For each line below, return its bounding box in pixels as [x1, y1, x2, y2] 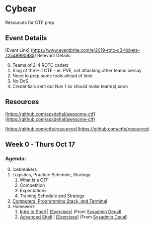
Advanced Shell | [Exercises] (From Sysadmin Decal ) [19, 214, 128, 220]
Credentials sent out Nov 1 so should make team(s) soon [12, 83, 128, 89]
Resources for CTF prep [5, 19, 55, 25]
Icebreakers [12, 166, 37, 172]
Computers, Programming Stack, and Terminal [12, 198, 108, 204]
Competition [19, 182, 45, 188]
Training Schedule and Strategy [19, 193, 84, 199]
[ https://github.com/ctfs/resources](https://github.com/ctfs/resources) [5, 125, 150, 132]
